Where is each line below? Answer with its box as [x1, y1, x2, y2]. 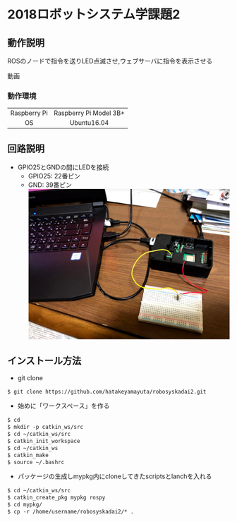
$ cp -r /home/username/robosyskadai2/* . [7, 509, 134, 516]
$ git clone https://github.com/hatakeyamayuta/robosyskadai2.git [7, 389, 207, 396]
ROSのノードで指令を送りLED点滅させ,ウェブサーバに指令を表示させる [7, 57, 213, 65]
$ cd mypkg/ [7, 502, 42, 509]
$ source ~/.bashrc [7, 459, 65, 466]
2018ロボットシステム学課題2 [7, 6, 181, 23]
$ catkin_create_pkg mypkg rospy [7, 494, 106, 502]
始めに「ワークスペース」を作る [17, 401, 110, 410]
